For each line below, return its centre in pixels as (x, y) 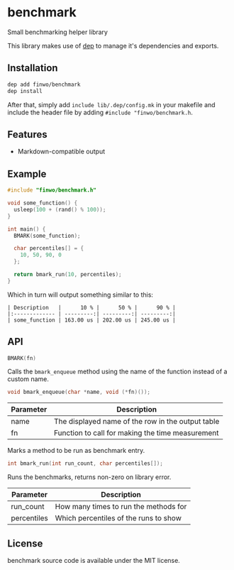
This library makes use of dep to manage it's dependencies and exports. (113, 45)
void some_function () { (43, 203)
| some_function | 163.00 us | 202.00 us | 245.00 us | (91, 320)
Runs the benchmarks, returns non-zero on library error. (89, 477)
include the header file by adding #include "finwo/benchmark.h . (100, 112)
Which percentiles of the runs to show (118, 518)
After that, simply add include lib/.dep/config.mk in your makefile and (111, 104)
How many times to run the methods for (121, 507)
